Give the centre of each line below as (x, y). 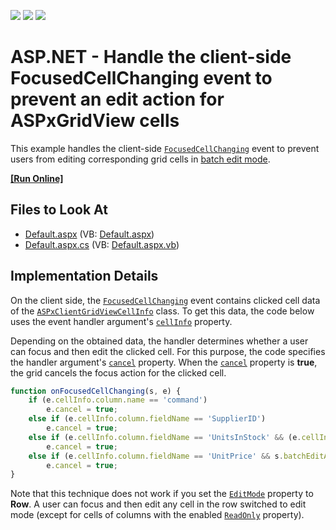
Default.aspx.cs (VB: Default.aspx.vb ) (102, 244)
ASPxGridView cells (95, 121)
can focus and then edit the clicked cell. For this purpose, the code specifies (168, 351)
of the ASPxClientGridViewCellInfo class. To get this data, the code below (162, 311)
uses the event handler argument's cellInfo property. (121, 321)
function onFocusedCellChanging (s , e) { (96, 391)
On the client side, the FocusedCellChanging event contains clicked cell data (165, 300)
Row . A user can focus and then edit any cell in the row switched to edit (158, 504)
